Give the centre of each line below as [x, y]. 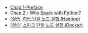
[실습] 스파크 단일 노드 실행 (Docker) [46, 25]
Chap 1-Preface [26, 7]
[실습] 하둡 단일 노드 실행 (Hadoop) [45, 19]
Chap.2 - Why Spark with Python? [46, 13]
